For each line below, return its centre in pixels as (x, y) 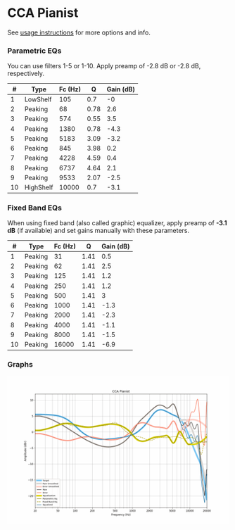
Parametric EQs (34, 51)
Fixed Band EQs (34, 208)
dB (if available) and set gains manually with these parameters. (99, 231)
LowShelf (38, 99)
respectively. (26, 74)
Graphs (20, 365)
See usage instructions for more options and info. (79, 32)
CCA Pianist (43, 13)
